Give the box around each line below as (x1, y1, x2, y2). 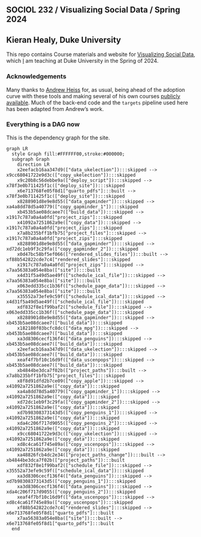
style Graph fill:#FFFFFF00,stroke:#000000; (11, 151, 125, 157)
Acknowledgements (6, 72, 67, 81)
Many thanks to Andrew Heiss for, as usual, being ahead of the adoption (6, 86, 185, 93)
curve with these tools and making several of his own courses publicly (6, 92, 181, 100)
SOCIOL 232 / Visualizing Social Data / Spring (6, 5, 181, 15)
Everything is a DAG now (6, 120, 80, 129)
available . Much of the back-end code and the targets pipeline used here (6, 99, 188, 106)
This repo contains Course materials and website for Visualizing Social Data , (6, 51, 196, 58)
